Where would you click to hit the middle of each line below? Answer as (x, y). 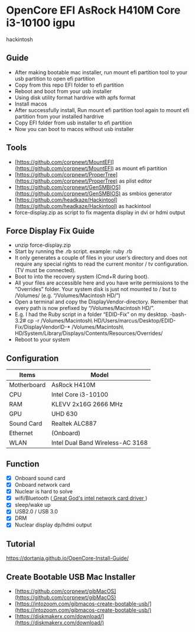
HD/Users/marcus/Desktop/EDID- (135, 321)
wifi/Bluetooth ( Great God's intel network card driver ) (81, 498)
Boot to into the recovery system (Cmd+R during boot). (82, 277)
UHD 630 (64, 414)
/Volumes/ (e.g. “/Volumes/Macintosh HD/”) (67, 296)
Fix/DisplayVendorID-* (43, 327)
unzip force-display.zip (43, 245)
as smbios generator (147, 193)
